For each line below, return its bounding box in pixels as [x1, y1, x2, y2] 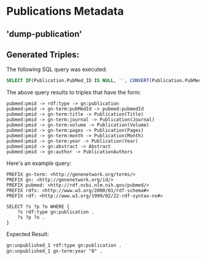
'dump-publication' [6, 29, 82, 39]
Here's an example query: [6, 159, 72, 167]
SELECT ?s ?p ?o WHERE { [6, 204, 70, 210]
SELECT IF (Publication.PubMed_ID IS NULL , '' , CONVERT [6, 78, 150, 84]
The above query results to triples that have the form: [6, 89, 141, 96]
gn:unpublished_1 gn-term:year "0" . [6, 248, 103, 254]
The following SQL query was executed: [6, 66, 107, 73]
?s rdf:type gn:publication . [17, 209, 95, 215]
